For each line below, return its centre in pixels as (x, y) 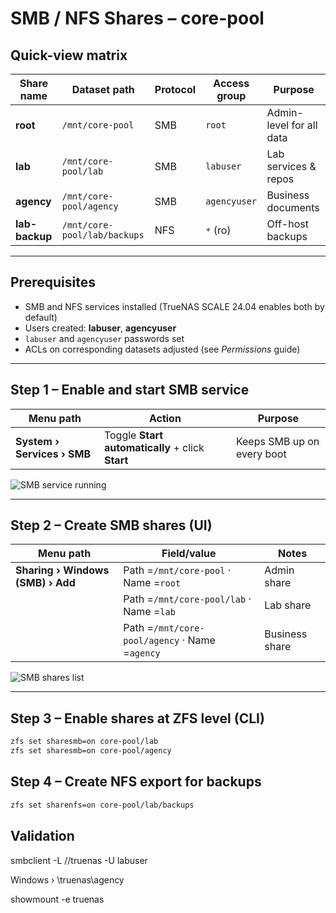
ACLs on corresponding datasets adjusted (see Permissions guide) (162, 349)
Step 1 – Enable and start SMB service (130, 390)
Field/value (189, 554)
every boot (261, 454)
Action (165, 418)
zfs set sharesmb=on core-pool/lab (84, 742)
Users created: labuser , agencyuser (100, 328)
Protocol (175, 89)
